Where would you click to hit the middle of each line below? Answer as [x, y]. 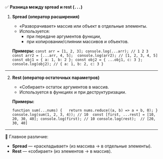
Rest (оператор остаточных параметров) [56, 78]
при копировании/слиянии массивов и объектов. [78, 41]
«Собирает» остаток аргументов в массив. [64, 87]
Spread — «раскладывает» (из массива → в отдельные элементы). [82, 146]
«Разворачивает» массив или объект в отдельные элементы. [83, 26]
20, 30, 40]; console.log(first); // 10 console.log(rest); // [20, [84, 119]
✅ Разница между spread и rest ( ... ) [44, 7]
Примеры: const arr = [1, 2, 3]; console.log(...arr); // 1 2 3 [80, 51]
